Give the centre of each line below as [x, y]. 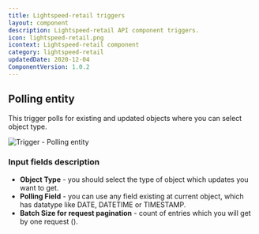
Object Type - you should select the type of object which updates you [134, 179]
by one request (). [49, 221]
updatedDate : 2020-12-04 [49, 60]
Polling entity [41, 99]
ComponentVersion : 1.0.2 [49, 67]
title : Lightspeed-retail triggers [67, 15]
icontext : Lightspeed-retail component [74, 45]
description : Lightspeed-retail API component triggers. [104, 30]
